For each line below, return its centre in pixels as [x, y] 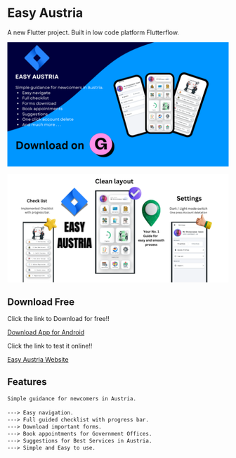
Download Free [41, 302]
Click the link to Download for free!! [59, 319]
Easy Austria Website [38, 360]
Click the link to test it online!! [50, 346]
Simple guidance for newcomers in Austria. [72, 399]
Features [27, 382]
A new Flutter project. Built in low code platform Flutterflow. [93, 32]
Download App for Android [46, 332]
